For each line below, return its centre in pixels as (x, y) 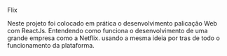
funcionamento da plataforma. (51, 45)
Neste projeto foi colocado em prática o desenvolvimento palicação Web (112, 23)
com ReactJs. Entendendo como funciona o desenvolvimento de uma (108, 31)
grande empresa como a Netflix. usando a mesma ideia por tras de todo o (114, 38)
